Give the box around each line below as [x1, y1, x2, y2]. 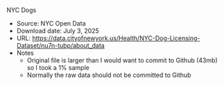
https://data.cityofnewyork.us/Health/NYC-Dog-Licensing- [32, 34, 200, 42]
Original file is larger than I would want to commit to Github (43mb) [26, 56, 218, 64]
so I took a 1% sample [26, 64, 89, 71]
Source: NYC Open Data [16, 19, 86, 27]
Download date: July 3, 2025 [16, 27, 100, 35]
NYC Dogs [6, 6, 37, 14]
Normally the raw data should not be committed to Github [26, 71, 191, 79]
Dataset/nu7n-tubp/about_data [16, 42, 105, 49]
